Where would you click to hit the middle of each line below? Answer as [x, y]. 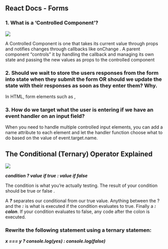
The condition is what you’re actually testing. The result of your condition [81, 185]
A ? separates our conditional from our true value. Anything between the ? [82, 201]
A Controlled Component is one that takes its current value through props [82, 43]
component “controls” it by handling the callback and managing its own [80, 54]
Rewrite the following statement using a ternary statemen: [78, 230]
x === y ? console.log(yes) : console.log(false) [55, 241]
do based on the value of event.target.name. [52, 138]
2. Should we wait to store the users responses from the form [82, 73]
